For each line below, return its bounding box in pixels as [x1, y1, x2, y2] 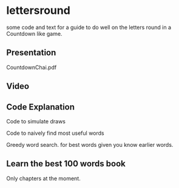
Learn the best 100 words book [6, 158, 126, 169]
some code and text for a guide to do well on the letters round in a [6, 24, 172, 31]
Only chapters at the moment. [6, 175, 81, 182]
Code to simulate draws [6, 117, 66, 125]
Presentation [6, 48, 56, 58]
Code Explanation [6, 102, 75, 112]
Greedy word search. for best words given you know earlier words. [6, 141, 174, 148]
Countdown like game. [6, 30, 62, 37]
